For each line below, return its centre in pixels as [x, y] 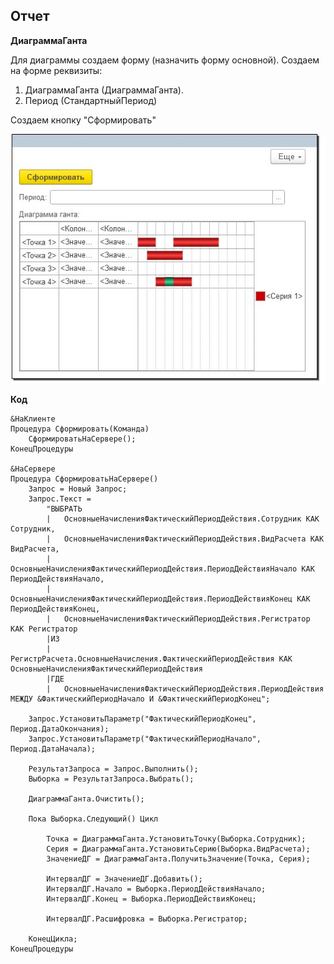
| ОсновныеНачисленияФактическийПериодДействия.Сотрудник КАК [183, 519]
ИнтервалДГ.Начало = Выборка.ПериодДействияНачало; [156, 889]
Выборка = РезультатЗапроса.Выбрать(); [111, 779]
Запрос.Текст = [60, 499]
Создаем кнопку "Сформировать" [83, 120]
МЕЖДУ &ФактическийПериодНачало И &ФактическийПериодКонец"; [140, 699]
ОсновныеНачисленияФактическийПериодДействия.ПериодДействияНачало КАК [162, 569]
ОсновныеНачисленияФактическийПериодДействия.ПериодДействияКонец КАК [160, 599]
